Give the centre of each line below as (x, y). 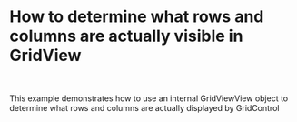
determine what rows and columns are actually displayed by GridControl (144, 107)
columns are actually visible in (126, 36)
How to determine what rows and (137, 17)
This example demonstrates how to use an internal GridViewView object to (149, 98)
